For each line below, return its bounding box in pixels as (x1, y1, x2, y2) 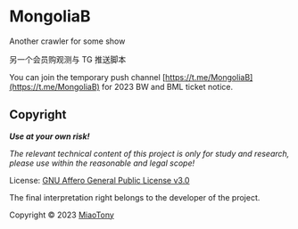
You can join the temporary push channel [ (9, 71, 166, 82)
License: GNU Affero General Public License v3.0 (9, 175, 190, 185)
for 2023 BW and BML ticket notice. (101, 81, 234, 92)
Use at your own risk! (9, 131, 91, 142)
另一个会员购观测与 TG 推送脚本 (9, 53, 127, 64)
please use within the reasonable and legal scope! (9, 158, 195, 168)
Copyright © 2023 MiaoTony (9, 209, 114, 220)
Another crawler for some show (9, 36, 126, 46)
